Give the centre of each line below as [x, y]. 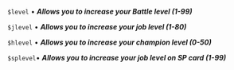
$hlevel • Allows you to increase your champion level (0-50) [109, 42]
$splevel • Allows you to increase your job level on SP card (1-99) [117, 58]
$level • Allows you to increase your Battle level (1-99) [100, 12]
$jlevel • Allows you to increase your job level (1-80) [97, 27]
